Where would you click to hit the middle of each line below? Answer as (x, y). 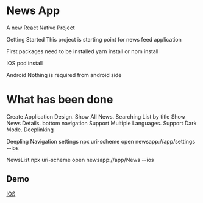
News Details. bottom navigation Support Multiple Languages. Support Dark (101, 123)
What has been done (60, 100)
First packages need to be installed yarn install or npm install (83, 51)
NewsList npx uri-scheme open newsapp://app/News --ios (80, 160)
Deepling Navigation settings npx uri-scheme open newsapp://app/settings (101, 141)
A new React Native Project (41, 28)
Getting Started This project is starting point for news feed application (94, 39)
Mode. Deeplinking (30, 130)
